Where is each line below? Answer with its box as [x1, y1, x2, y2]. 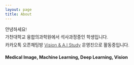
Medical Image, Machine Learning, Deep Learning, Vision [5, 54, 128, 60]
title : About [5, 12, 32, 17]
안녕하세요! [5, 26, 27, 32]
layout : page [5, 7, 32, 12]
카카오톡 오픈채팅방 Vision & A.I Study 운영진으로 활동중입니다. [5, 42, 130, 48]
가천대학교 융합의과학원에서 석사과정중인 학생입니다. [5, 34, 108, 40]
